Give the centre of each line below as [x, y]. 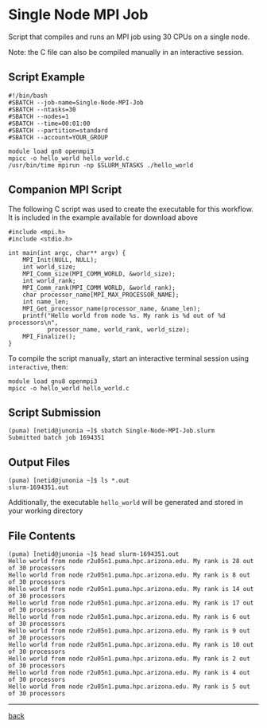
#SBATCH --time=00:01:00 [49, 123]
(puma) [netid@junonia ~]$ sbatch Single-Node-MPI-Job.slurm [112, 431]
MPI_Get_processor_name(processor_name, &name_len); [112, 308]
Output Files [39, 462]
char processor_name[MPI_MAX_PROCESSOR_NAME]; [101, 295]
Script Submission [55, 412]
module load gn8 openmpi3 [51, 151]
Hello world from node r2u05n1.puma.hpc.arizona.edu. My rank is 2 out [129, 659]
